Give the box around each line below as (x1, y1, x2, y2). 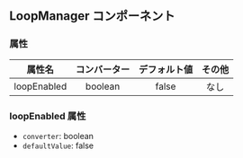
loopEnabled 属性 (9, 110, 86, 122)
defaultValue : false (22, 140, 94, 151)
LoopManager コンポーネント (9, 8, 175, 24)
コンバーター (75, 63, 130, 75)
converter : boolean (22, 130, 94, 141)
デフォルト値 (138, 63, 193, 75)
